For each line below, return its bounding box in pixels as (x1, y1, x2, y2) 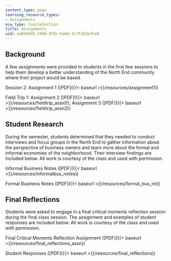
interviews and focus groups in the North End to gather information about (5, 139, 160, 145)
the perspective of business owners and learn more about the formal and (5, 144, 159, 151)
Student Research (5, 120, 64, 129)
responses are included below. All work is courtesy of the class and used (5, 220, 159, 226)
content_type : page (5, 7, 47, 13)
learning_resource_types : (5, 12, 60, 17)
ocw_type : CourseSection (5, 21, 58, 27)
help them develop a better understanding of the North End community (5, 69, 155, 75)
